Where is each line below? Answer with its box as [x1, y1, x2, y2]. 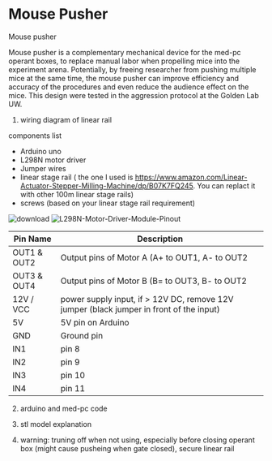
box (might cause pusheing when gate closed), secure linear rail [19, 443, 235, 453]
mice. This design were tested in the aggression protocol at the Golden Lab [8, 90, 259, 100]
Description [137, 233, 184, 244]
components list [8, 131, 62, 140]
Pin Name [13, 233, 52, 244]
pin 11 [60, 382, 86, 394]
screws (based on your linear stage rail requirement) [19, 198, 196, 208]
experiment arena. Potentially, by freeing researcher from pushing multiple [8, 64, 257, 74]
